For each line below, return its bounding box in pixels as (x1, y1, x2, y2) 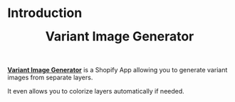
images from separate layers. (7, 73, 93, 81)
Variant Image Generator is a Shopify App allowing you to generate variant (7, 65, 228, 74)
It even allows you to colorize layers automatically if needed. (7, 86, 185, 95)
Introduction (7, 5, 83, 21)
